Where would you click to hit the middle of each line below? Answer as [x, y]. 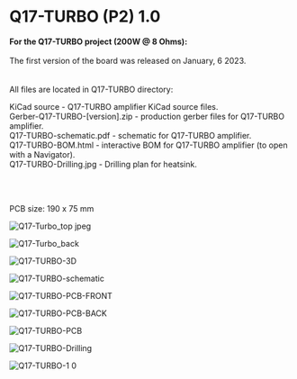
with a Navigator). [42, 154]
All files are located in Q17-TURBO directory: [91, 89]
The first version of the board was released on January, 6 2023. [128, 60]
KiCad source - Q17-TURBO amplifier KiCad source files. [114, 106]
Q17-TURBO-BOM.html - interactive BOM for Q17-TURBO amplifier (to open [148, 145]
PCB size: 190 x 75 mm [52, 208]
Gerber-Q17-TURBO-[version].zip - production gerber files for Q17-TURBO [147, 116]
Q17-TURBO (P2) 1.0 [85, 17]
